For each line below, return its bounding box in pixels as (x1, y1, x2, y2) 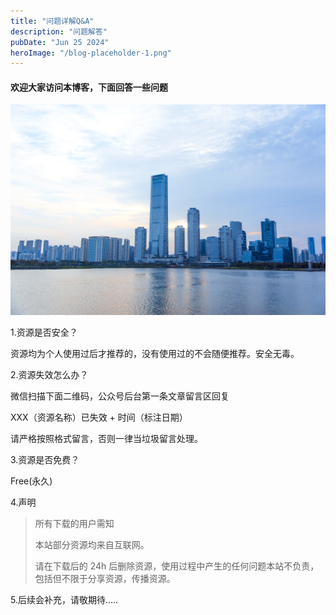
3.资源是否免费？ (10, 453, 80, 465)
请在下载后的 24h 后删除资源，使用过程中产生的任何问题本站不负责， (34, 560, 320, 572)
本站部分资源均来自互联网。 (34, 538, 150, 550)
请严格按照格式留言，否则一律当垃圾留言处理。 (10, 432, 203, 444)
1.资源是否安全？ (10, 326, 78, 338)
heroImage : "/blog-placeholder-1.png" (10, 48, 172, 58)
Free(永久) (10, 475, 53, 487)
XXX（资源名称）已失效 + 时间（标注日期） (10, 411, 188, 423)
